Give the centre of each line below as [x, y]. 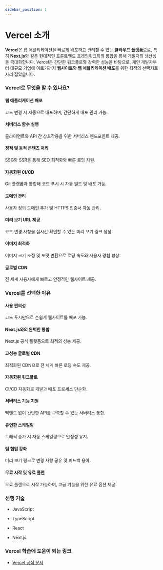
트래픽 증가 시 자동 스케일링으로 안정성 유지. [47, 437]
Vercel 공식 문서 [28, 563]
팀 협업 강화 [16, 448]
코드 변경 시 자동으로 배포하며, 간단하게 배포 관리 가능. [56, 112]
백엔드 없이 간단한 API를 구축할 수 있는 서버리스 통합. [55, 413]
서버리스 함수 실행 [22, 124]
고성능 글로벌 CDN [23, 353]
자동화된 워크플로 [21, 377]
